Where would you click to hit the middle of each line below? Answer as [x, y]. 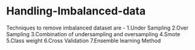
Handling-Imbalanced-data [76, 11]
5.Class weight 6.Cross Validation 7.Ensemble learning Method [84, 40]
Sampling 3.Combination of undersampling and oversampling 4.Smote [93, 34]
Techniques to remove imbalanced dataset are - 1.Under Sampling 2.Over [97, 28]
